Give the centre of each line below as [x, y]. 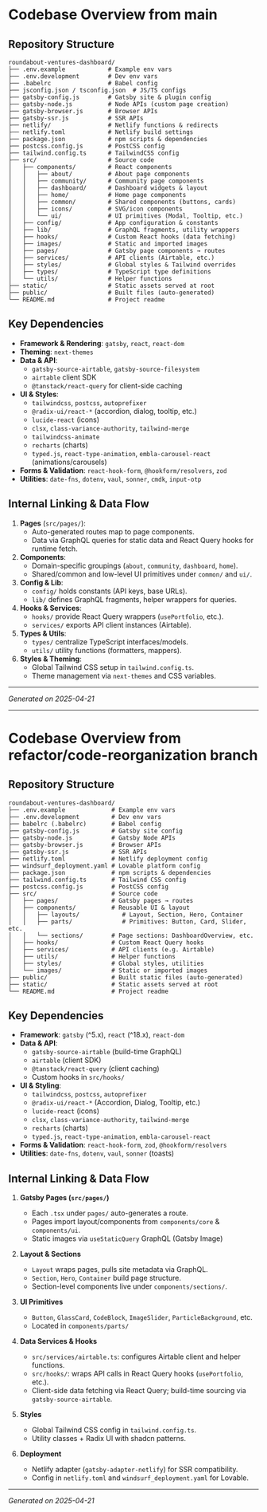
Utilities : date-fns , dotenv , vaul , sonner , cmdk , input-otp [110, 478]
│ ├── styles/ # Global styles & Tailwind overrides [122, 265]
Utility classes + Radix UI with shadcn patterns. [109, 1439]
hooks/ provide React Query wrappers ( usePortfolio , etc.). [128, 616]
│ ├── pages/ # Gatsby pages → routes [101, 900]
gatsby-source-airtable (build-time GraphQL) [107, 1052]
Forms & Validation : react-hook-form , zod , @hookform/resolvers [124, 1145]
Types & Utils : [43, 633]
